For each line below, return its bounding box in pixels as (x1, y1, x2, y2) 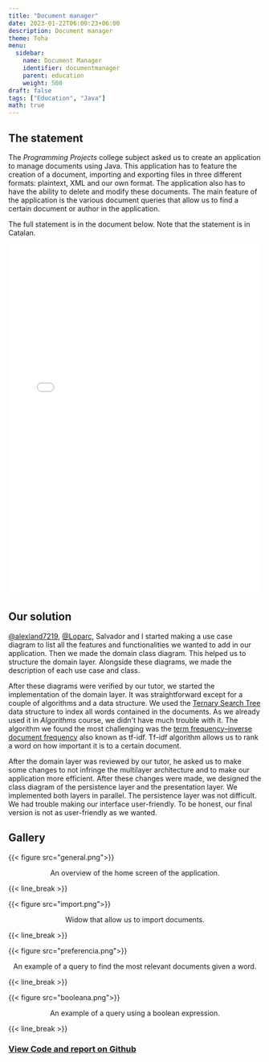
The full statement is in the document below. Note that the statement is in (8, 219, 251, 229)
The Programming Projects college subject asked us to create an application (8, 152, 261, 162)
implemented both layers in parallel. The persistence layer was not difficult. (8, 790, 257, 800)
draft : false (8, 86, 52, 95)
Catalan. (8, 228, 36, 237)
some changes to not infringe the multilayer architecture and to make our (8, 765, 251, 774)
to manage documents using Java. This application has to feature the (8, 161, 238, 170)
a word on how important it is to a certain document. (8, 740, 182, 750)
